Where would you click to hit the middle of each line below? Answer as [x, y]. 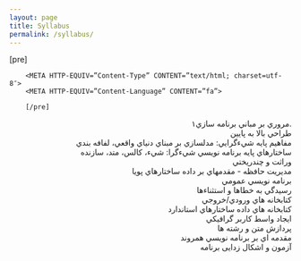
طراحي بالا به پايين [261, 133]
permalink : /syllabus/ [52, 34]
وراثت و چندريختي [262, 162]
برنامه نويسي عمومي [257, 181]
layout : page [34, 17]
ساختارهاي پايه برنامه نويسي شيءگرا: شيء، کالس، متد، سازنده [186, 152]
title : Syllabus [39, 26]
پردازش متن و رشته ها [254, 228]
